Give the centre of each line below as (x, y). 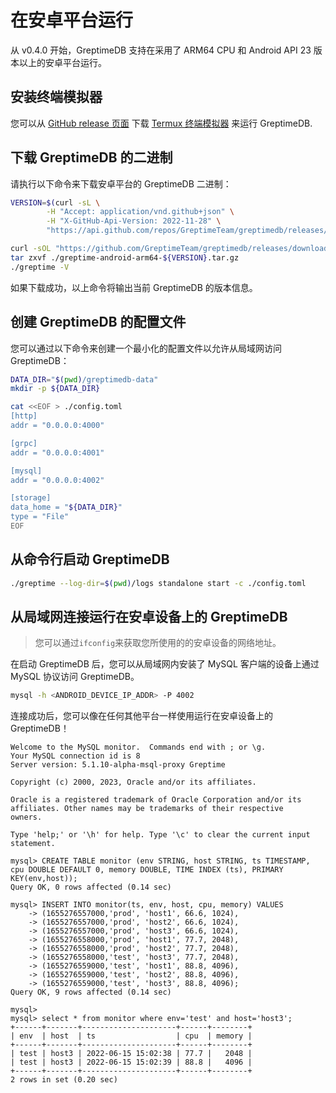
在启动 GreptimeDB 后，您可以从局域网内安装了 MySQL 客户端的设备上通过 (165, 664)
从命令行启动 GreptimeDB (90, 559)
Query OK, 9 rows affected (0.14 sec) (91, 992)
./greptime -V (40, 267)
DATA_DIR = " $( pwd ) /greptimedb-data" (84, 379)
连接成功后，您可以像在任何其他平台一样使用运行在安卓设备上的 (141, 716)
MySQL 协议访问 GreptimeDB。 (75, 677)
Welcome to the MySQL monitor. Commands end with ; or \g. (138, 747)
